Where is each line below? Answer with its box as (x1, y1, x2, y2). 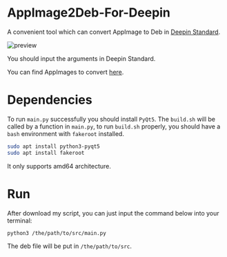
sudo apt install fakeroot (7, 149, 85, 156)
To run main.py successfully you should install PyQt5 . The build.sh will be (7, 115, 216, 123)
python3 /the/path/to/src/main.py (7, 229, 107, 236)
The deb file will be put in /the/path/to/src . (7, 242, 132, 250)
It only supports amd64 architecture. (7, 162, 112, 170)
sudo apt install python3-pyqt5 (7, 143, 100, 150)
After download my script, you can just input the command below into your (7, 209, 219, 217)
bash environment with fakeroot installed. (7, 129, 124, 137)
